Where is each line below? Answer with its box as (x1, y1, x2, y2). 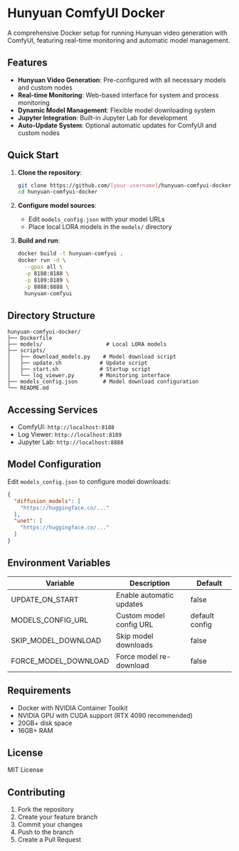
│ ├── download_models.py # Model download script (7, 354, 176, 361)
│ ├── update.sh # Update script (7, 359, 148, 367)
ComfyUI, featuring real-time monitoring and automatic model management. (7, 36, 230, 44)
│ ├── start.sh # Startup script (7, 366, 152, 373)
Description (129, 578, 171, 588)
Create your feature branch (17, 813, 98, 821)
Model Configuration (7, 458, 102, 470)
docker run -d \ (17, 257, 66, 264)
